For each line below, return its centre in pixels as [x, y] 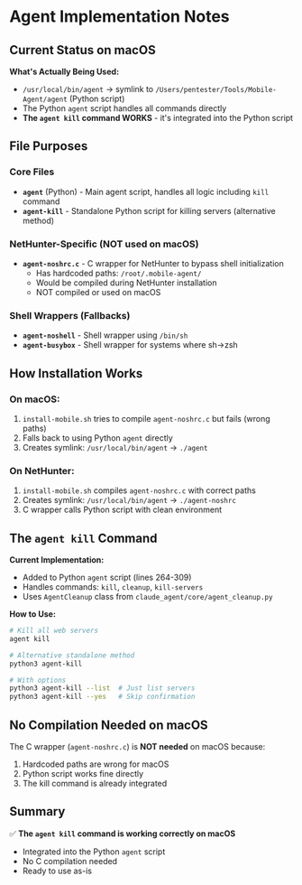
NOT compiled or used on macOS [98, 292]
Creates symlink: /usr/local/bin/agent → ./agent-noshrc [129, 500]
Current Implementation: [57, 560]
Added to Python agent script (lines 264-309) [107, 578]
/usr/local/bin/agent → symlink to [88, 89]
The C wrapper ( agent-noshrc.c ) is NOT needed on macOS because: [137, 747]
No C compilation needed [70, 861]
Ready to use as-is [57, 871]
